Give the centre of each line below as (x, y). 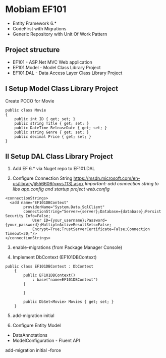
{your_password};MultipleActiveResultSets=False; (59, 225)
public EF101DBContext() (49, 275)
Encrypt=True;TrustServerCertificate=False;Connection (91, 229)
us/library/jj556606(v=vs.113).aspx (48, 184)
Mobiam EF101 (36, 9)
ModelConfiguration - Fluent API (46, 341)
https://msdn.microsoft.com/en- (107, 178)
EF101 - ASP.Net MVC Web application (52, 62)
